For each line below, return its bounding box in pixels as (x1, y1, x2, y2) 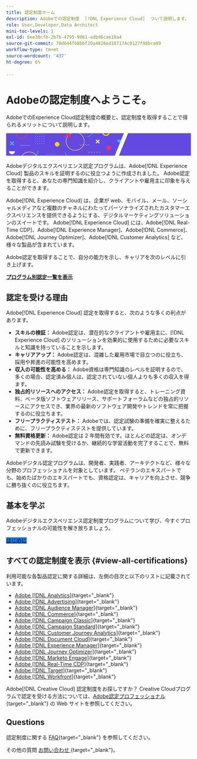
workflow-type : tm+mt (6, 47, 59, 53)
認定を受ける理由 (6, 292, 68, 303)
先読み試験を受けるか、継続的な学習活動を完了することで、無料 (35, 439, 189, 447)
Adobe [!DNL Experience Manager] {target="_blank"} (14, 642, 142, 649)
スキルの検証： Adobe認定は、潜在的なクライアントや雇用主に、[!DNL (14, 329, 185, 336)
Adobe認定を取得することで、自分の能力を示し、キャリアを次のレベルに (6, 254, 181, 261)
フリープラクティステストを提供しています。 (30, 425, 137, 432)
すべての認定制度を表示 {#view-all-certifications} (6, 556, 188, 566)
